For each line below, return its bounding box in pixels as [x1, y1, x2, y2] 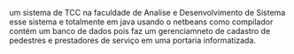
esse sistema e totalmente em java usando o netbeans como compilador [9, 17, 274, 27]
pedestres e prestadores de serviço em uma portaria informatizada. [9, 35, 257, 45]
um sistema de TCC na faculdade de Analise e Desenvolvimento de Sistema [9, 8, 286, 17]
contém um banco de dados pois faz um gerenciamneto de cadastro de [9, 26, 271, 36]
